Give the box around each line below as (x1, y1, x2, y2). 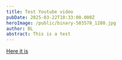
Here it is (6, 47, 29, 55)
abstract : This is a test (6, 31, 71, 37)
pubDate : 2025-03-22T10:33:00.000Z (6, 14, 95, 20)
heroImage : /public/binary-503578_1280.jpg (6, 20, 117, 26)
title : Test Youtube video (6, 8, 74, 15)
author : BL (6, 25, 33, 32)
